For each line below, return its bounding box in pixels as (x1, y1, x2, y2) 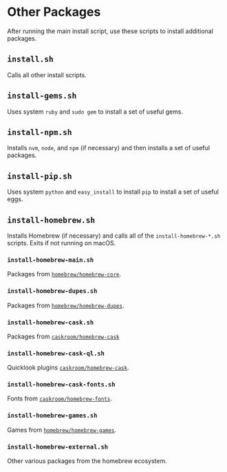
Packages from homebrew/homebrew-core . (7, 270, 122, 278)
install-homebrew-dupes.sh (7, 287, 98, 295)
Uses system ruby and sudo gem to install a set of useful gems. (7, 107, 184, 116)
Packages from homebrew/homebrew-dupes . (7, 301, 125, 309)
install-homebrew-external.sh (7, 442, 109, 451)
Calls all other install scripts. (7, 70, 87, 79)
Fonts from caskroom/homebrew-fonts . (7, 394, 112, 403)
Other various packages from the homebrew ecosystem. (7, 457, 167, 465)
